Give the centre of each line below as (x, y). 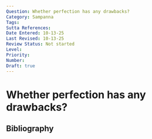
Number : (16, 60)
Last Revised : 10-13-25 (35, 39)
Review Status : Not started (40, 44)
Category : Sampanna (30, 17)
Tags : (13, 22)
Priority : (18, 55)
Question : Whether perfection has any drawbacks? (68, 11)
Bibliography (30, 128)
